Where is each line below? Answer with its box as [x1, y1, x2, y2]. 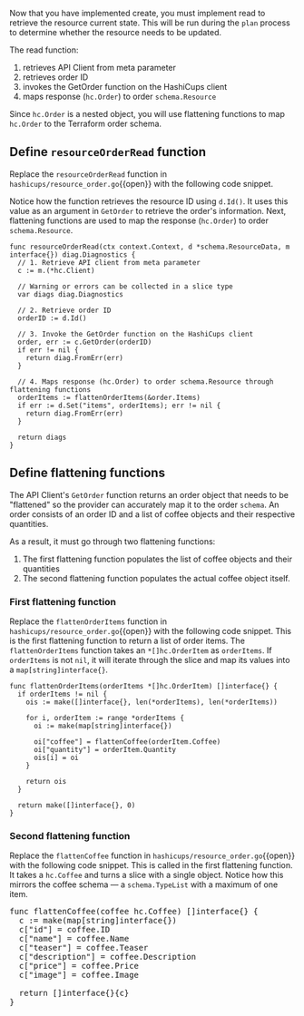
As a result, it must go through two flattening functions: [9, 535, 216, 547]
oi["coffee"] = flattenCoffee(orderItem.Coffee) [33, 737, 221, 747]
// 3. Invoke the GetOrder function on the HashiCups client [17, 329, 254, 338]
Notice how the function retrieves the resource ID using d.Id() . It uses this [9, 195, 289, 207]
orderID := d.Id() [17, 313, 88, 323]
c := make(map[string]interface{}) [18, 915, 178, 926]
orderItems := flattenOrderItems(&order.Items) [17, 393, 201, 402]
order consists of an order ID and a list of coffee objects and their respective [9, 508, 296, 520]
